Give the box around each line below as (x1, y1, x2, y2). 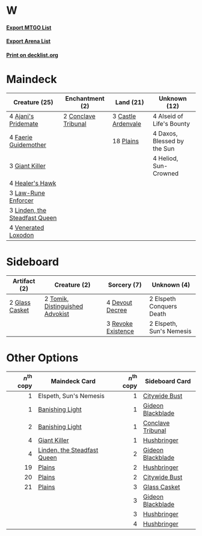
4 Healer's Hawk (9, 179, 57, 187)
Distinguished (44, 302, 84, 310)
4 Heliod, (152, 154, 179, 163)
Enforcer (9, 196, 34, 205)
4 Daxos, (152, 129, 178, 137)
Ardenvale (112, 119, 141, 128)
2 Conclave (63, 112, 96, 120)
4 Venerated (9, 223, 44, 232)
